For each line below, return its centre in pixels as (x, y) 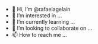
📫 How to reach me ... (39, 35)
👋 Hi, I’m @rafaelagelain (41, 9)
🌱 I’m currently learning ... (43, 22)
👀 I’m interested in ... (37, 15)
